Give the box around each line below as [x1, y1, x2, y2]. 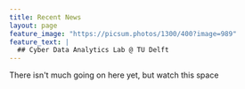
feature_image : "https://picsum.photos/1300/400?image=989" [9, 29, 238, 38]
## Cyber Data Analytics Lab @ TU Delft [17, 46, 169, 55]
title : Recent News [9, 12, 82, 22]
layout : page [9, 21, 58, 30]
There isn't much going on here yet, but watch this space [9, 70, 219, 80]
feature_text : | [9, 37, 69, 47]
